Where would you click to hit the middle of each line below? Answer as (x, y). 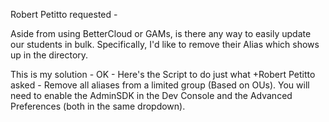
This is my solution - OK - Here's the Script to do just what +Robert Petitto (163, 74)
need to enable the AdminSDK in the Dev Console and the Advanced (151, 95)
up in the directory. (49, 55)
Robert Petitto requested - (64, 14)
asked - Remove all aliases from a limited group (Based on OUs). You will (160, 85)
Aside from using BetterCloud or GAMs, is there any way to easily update (161, 33)
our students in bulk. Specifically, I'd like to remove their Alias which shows (165, 44)
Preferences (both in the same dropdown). (98, 106)
